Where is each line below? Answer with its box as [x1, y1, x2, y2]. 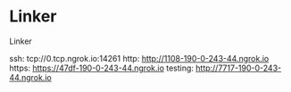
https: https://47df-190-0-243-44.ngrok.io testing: [9, 63, 195, 73]
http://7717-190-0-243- [195, 63, 282, 73]
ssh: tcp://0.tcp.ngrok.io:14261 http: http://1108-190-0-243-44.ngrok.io [9, 53, 270, 63]
